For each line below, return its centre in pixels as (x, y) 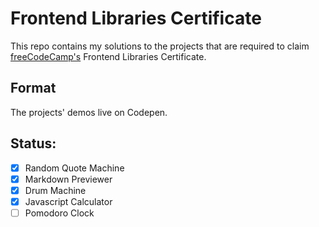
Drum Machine (55, 190)
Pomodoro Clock (59, 213)
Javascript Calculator (68, 201)
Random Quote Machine (74, 168)
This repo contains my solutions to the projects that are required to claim (160, 46)
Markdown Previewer (68, 179)
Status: (33, 143)
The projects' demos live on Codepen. (89, 112)
